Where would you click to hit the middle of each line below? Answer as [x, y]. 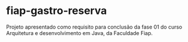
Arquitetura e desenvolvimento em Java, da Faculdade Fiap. [79, 33]
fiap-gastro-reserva [57, 11]
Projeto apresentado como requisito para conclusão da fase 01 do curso [94, 27]
